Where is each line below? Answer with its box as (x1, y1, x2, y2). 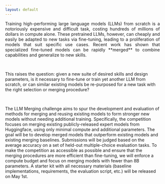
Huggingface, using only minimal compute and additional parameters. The (5, 126, 155, 132)
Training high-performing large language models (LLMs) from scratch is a (5, 21, 160, 26)
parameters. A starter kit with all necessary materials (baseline (5, 163, 132, 169)
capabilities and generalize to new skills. (5, 52, 87, 58)
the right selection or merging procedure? (5, 86, 90, 92)
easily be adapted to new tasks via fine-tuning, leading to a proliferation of (5, 36, 160, 42)
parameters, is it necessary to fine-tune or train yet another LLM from (5, 76, 146, 82)
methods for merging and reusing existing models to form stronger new (5, 111, 150, 117)
